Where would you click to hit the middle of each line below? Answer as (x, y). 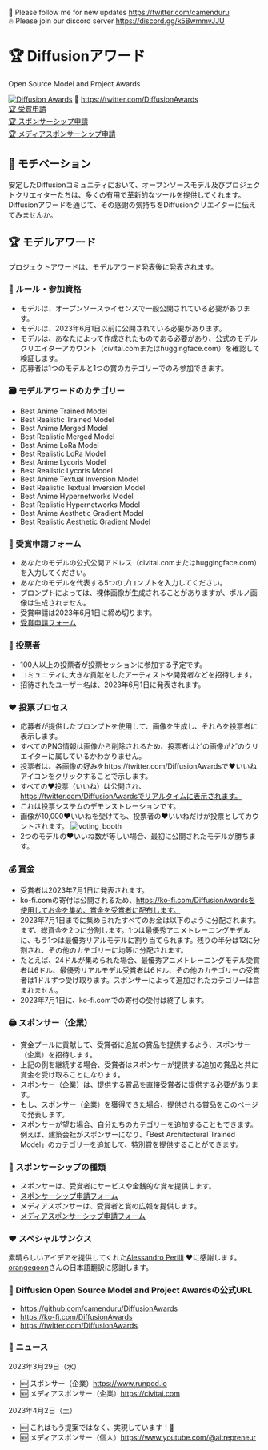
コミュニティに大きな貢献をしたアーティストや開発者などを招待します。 (138, 674)
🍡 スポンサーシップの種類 (57, 1167)
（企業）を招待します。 (58, 1054)
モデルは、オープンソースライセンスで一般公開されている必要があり (132, 308)
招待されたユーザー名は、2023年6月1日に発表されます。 (112, 685)
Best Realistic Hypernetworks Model (80, 505)
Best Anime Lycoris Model (63, 462)
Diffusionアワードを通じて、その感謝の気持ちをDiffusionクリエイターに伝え (132, 205)
